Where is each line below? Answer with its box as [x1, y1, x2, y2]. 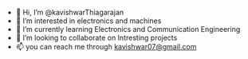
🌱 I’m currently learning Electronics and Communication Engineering [15, 25, 241, 33]
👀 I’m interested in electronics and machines [15, 16, 162, 26]
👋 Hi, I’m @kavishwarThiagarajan [15, 8, 124, 17]
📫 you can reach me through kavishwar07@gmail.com [15, 42, 197, 51]
